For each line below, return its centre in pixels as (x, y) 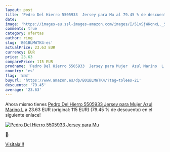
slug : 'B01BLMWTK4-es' (29, 43)
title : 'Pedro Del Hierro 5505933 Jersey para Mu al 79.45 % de (75, 15)
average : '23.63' (24, 90)
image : (12, 24)
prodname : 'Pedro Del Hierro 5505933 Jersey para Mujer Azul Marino (81, 66)
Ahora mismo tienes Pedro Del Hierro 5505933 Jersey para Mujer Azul (79, 104)
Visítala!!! (15, 144)
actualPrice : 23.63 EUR (30, 47)
